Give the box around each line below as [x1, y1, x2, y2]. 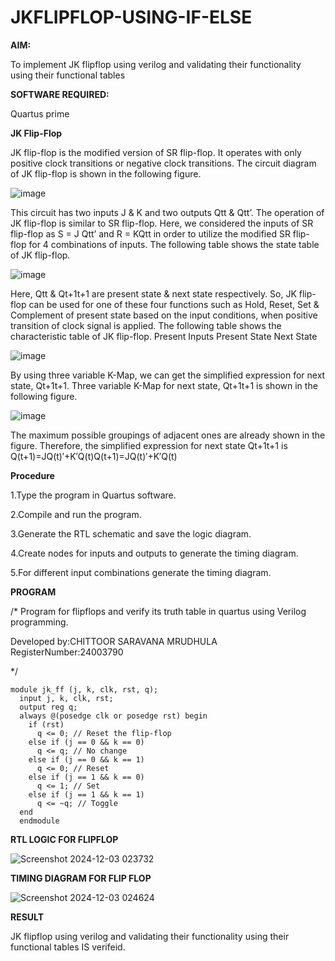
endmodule [19, 816, 60, 826]
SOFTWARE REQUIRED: [10, 88, 110, 100]
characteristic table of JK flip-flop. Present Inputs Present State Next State [10, 330, 318, 342]
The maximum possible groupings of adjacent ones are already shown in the [10, 429, 326, 441]
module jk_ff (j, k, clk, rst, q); [10, 684, 159, 695]
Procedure [10, 469, 55, 481]
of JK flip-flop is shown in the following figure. [10, 167, 202, 180]
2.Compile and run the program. [10, 508, 142, 520]
